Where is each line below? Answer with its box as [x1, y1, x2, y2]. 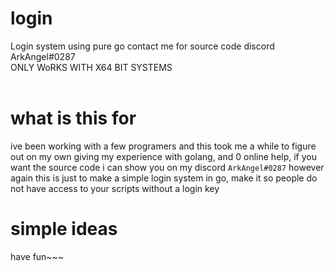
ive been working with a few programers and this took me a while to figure [10, 140, 317, 152]
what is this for [10, 107, 137, 130]
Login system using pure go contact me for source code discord [10, 40, 275, 52]
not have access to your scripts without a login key [10, 182, 220, 194]
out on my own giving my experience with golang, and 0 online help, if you [10, 150, 317, 162]
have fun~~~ [10, 250, 65, 262]
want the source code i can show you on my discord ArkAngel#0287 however [10, 161, 325, 173]
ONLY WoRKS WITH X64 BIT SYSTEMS [10, 61, 173, 73]
